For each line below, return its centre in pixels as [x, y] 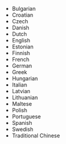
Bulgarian [24, 9]
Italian [19, 85]
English [21, 40]
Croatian [22, 15]
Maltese [22, 104]
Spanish [22, 123]
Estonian [23, 47]
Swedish [22, 129]
